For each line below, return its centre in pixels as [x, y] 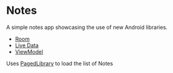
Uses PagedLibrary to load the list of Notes [60, 63]
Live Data [27, 45]
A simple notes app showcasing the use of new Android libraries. [87, 27]
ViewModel [29, 51]
